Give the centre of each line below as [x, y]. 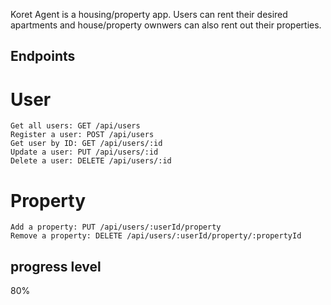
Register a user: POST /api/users [82, 135]
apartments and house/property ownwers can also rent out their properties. [166, 25]
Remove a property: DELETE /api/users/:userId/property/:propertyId [156, 236]
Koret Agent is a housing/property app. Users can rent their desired [149, 14]
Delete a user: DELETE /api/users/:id [91, 161]
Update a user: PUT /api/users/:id [84, 152]
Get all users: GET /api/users [75, 126]
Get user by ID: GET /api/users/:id [86, 144]
